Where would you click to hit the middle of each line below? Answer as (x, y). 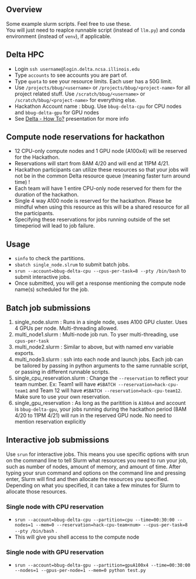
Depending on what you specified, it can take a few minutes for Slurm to (93, 485)
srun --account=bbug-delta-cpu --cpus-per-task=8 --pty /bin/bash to (100, 271)
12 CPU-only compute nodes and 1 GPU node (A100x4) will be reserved (101, 151)
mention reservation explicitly (50, 422)
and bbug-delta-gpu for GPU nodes (57, 112)
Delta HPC (25, 55)
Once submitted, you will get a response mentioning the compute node (100, 283)
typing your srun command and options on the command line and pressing (96, 473)
